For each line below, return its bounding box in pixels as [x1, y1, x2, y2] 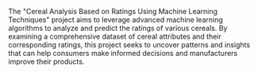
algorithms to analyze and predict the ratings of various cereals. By [8, 24, 228, 32]
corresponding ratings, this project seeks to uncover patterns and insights [8, 40, 251, 50]
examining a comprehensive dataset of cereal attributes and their [8, 31, 222, 41]
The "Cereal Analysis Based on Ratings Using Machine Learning [8, 7, 218, 16]
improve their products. [8, 57, 85, 66]
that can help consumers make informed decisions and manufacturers [8, 49, 238, 57]
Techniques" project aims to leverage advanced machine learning [8, 15, 224, 24]
